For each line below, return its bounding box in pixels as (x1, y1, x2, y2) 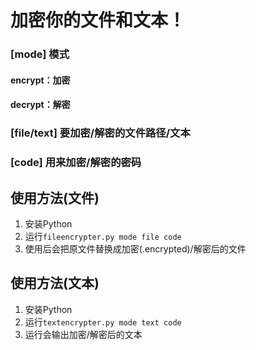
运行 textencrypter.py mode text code (24, 316, 182, 328)
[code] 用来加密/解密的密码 (10, 156, 142, 170)
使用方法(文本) (10, 275, 100, 292)
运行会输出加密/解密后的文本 (24, 328, 143, 340)
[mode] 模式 (10, 47, 70, 61)
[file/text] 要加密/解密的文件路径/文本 (10, 126, 191, 140)
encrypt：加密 (10, 74, 71, 86)
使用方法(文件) (10, 189, 100, 206)
